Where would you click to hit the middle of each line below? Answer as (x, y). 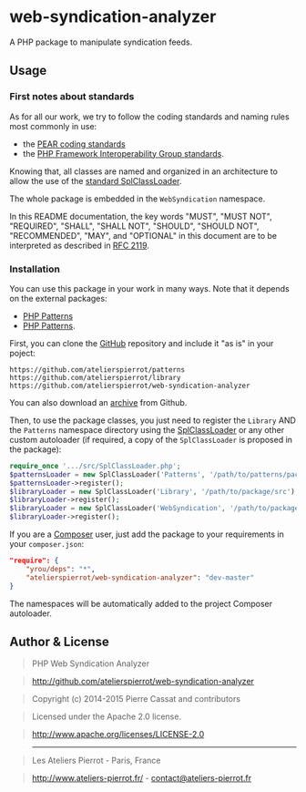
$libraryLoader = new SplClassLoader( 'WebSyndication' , (117, 509)
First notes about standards (72, 97)
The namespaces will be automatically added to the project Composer (141, 603)
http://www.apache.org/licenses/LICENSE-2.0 (118, 735)
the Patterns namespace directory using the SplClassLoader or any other (147, 429)
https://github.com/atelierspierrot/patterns (97, 370)
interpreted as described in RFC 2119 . (80, 245)
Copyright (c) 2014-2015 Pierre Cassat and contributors (136, 699)
